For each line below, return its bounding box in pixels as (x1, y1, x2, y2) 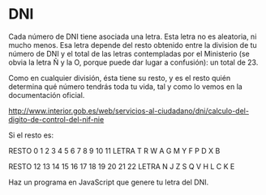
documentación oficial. (8, 90, 85, 100)
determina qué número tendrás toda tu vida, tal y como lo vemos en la (8, 82, 243, 91)
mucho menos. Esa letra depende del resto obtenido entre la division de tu (8, 40, 257, 49)
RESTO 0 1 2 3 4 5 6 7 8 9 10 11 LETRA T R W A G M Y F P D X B (8, 146, 221, 155)
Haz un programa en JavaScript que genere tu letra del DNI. (8, 177, 209, 187)
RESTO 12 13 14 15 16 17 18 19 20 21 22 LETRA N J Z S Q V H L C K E (8, 161, 235, 171)
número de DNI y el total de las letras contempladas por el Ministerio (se (8, 49, 250, 58)
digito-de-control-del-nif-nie (8, 114, 105, 124)
